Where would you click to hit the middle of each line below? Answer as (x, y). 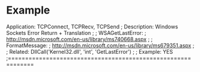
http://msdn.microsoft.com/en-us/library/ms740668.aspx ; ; (80, 39)
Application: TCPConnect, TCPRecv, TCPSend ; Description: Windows (92, 27)
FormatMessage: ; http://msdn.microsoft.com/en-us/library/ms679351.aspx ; (100, 45)
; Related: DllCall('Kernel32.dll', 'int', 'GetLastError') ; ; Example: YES (90, 51)
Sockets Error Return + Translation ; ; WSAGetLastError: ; (76, 32)
